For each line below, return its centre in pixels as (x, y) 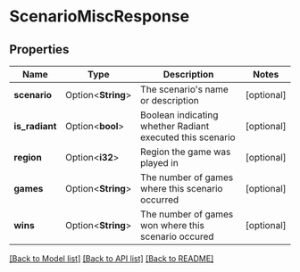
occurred (159, 200)
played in (159, 163)
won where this (172, 225)
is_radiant (35, 126)
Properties (39, 49)
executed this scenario (187, 137)
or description (169, 100)
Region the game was (185, 152)
